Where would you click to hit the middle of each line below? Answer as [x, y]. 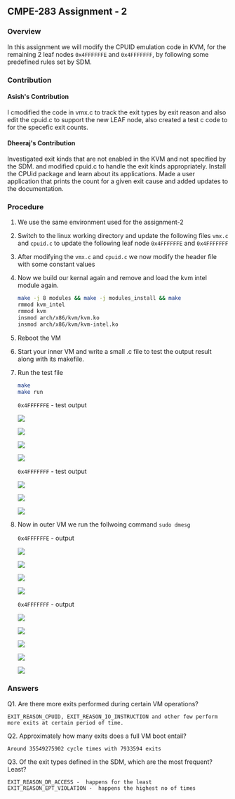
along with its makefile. [51, 359]
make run [30, 392]
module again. [38, 285]
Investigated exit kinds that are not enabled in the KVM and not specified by [117, 159]
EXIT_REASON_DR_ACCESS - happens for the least [80, 782]
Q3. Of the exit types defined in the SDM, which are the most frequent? [110, 762]
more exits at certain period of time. [66, 722]
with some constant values [56, 264]
